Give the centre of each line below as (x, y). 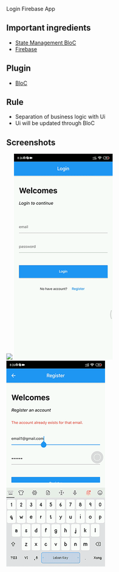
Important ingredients (49, 28)
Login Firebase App (31, 9)
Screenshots (31, 142)
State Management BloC (46, 43)
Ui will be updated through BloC (55, 123)
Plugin (19, 69)
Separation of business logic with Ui (60, 117)
